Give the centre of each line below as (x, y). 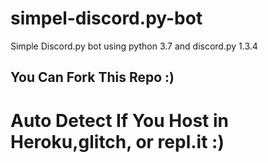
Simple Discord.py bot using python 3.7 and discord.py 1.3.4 (134, 46)
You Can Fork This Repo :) (92, 77)
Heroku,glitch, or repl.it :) (117, 141)
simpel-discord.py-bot (106, 18)
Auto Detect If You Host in (119, 120)
